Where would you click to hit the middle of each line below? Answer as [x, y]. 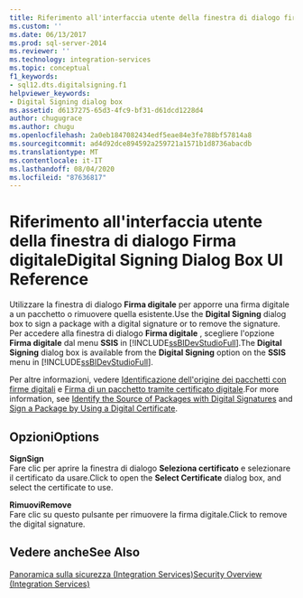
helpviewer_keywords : [50, 93]
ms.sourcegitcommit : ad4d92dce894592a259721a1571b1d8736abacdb [131, 144]
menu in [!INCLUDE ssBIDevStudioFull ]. [81, 362]
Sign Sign [27, 458]
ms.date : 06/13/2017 [48, 34]
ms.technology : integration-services [80, 60]
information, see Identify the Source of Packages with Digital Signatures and [151, 399]
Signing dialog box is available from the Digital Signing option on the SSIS [148, 352]
